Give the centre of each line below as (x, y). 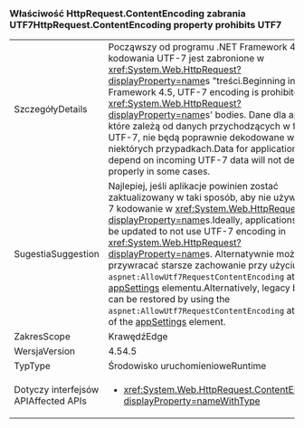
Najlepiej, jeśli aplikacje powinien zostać (193, 186)
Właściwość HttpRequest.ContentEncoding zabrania (128, 14)
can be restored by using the (169, 300)
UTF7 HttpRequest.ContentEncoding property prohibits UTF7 (146, 24)
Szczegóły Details (51, 109)
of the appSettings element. (167, 322)
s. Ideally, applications (251, 220)
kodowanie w (145, 209)
